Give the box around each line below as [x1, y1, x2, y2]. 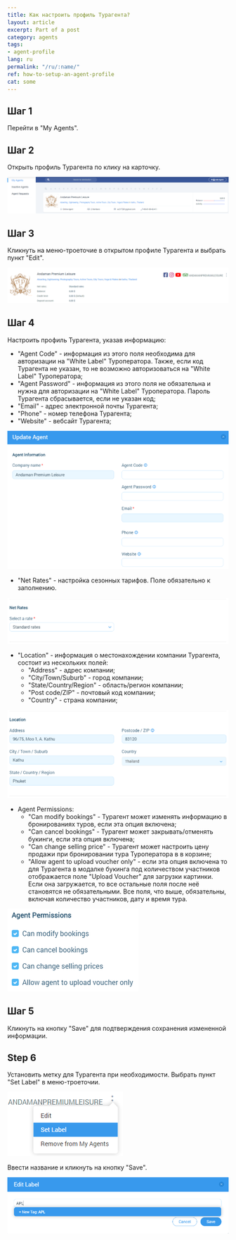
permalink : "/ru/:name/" [7, 63, 80, 70]
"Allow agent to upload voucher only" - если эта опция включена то [27, 857, 228, 865]
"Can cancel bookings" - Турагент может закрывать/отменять [27, 827, 214, 836]
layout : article [7, 18, 55, 26]
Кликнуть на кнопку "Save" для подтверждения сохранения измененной [7, 1024, 226, 1032]
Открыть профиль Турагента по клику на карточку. [7, 163, 160, 172]
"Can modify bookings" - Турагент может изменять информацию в [27, 812, 228, 820]
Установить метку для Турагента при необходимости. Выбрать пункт [7, 1070, 216, 1079]
